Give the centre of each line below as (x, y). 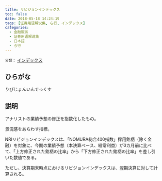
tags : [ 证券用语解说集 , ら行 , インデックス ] (45, 23)
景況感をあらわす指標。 (28, 129)
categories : (17, 28)
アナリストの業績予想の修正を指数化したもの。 (52, 119)
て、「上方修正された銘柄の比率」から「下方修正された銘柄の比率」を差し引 (81, 151)
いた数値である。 (22, 158)
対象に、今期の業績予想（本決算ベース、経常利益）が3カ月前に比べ (85, 146)
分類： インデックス (24, 60)
